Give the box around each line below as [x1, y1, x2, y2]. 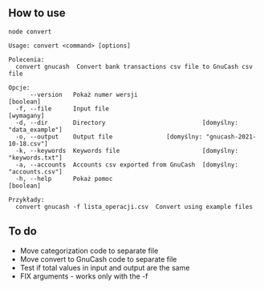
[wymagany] [8, 111, 45, 119]
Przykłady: [8, 195, 45, 203]
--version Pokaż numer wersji [29, 90, 138, 98]
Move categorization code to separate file [19, 246, 159, 255]
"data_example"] [8, 126, 63, 134]
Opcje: [8, 83, 30, 91]
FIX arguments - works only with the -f [19, 271, 148, 281]
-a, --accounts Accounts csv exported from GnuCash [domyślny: [15, 160, 239, 169]
